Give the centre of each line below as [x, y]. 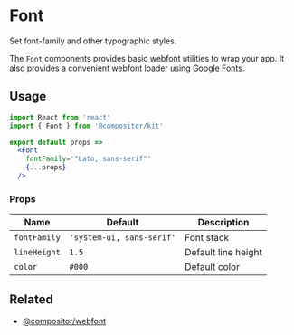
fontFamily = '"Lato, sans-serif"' [89, 159]
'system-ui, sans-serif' [123, 238]
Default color [212, 267]
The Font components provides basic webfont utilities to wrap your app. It [147, 58]
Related [32, 299]
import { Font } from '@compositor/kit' [87, 126]
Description [223, 223]
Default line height [223, 253]
